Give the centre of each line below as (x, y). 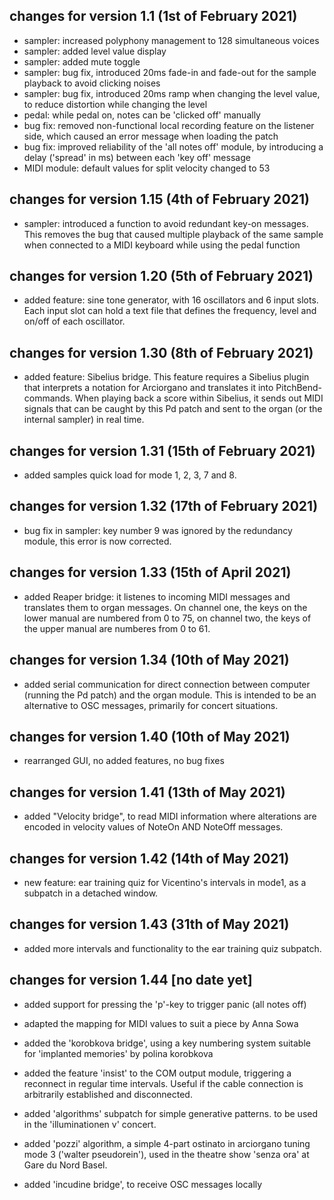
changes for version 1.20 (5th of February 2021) (161, 276)
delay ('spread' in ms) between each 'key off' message (137, 157)
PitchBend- (299, 388)
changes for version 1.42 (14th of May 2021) (149, 858)
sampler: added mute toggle (82, 61)
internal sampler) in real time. (84, 420)
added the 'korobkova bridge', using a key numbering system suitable (167, 1043)
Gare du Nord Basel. (65, 1165)
